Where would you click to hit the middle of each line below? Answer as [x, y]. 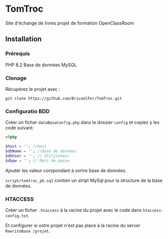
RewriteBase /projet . [28, 231]
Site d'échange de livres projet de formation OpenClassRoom [70, 23]
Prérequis [18, 54]
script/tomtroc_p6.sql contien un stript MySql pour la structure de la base [84, 180]
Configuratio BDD [28, 111]
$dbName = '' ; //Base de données [41, 151]
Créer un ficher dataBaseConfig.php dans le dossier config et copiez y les [82, 123]
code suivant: [20, 128]
